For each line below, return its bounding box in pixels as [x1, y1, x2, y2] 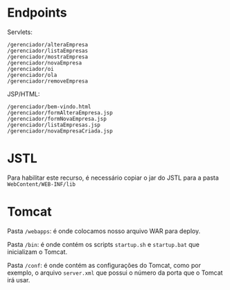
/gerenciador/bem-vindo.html [7, 103, 91, 110]
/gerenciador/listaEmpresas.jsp [7, 121, 100, 128]
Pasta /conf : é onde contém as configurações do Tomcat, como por [7, 261, 201, 269]
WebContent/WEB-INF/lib [7, 180, 76, 188]
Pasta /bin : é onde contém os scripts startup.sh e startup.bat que [7, 240, 200, 248]
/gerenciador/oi [7, 65, 54, 72]
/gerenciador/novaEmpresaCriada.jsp [7, 127, 113, 135]
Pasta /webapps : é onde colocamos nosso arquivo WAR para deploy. [7, 227, 201, 235]
